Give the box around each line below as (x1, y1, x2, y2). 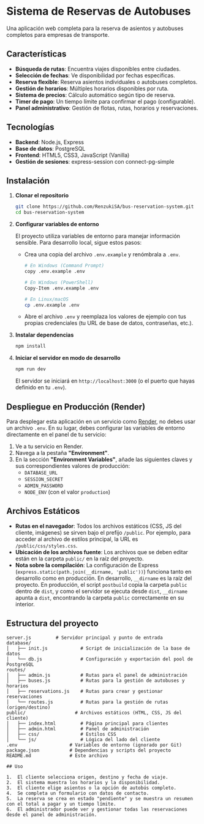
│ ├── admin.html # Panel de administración (6, 725, 149, 732)
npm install (15, 343, 46, 349)
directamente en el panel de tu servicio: (6, 430, 107, 438)
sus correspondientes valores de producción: (15, 462, 130, 470)
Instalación (6, 175, 50, 186)
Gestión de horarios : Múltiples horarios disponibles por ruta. (15, 85, 169, 92)
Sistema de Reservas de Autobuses (6, 4, 191, 18)
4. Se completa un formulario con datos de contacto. (6, 790, 149, 796)
